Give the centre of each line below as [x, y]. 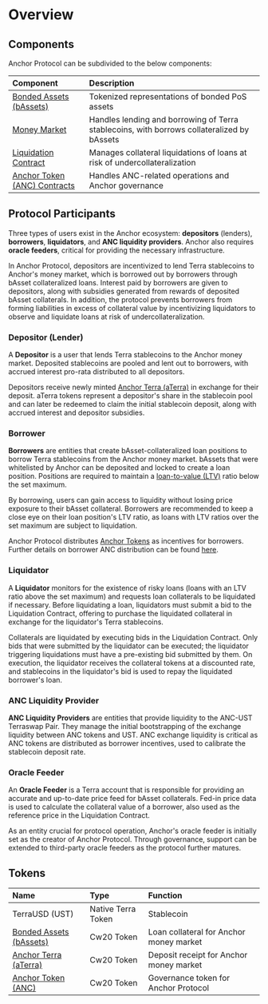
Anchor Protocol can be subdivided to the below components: [110, 63]
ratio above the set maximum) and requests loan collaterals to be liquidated [132, 596]
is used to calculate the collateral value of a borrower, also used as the [124, 807]
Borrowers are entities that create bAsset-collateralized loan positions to [128, 451]
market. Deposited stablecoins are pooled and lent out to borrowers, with [128, 363]
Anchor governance [126, 185]
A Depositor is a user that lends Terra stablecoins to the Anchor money [126, 355]
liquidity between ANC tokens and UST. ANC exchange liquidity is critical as [133, 735]
